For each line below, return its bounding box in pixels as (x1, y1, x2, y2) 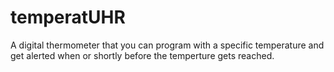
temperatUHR (10, 6, 126, 29)
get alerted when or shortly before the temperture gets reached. (10, 49, 275, 61)
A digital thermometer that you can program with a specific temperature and (10, 39, 325, 51)
